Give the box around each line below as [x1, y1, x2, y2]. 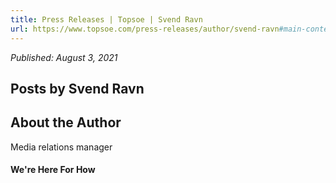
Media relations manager [10, 141, 113, 153]
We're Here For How [10, 164, 96, 176]
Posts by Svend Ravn [10, 80, 145, 97]
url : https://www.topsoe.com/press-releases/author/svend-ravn [10, 24, 280, 34]
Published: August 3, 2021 [10, 51, 118, 63]
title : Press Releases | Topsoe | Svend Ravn [10, 14, 203, 25]
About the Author [10, 114, 122, 131]
